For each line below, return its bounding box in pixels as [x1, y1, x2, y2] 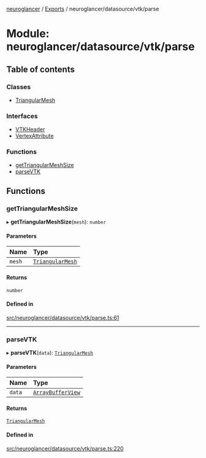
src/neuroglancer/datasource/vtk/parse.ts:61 [6, 314, 120, 321]
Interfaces [6, 112, 38, 120]
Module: [6, 27, 50, 41]
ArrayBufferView [32, 389, 81, 396]
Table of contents [6, 64, 75, 74]
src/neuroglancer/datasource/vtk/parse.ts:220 [6, 444, 124, 452]
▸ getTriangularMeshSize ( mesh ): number [6, 218, 106, 226]
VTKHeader [15, 126, 45, 133]
